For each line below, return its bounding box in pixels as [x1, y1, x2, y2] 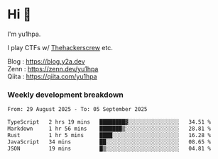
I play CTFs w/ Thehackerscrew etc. [7, 43, 114, 52]
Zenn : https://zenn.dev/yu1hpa [7, 64, 99, 73]
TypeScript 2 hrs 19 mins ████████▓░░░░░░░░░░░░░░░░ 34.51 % [7, 119, 212, 126]
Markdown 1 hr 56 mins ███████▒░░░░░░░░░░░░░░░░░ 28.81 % [7, 125, 212, 132]
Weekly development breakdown [7, 90, 124, 100]
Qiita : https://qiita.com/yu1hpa [7, 72, 97, 81]
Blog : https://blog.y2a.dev [7, 57, 85, 66]
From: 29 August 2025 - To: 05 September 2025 [7, 106, 148, 113]
